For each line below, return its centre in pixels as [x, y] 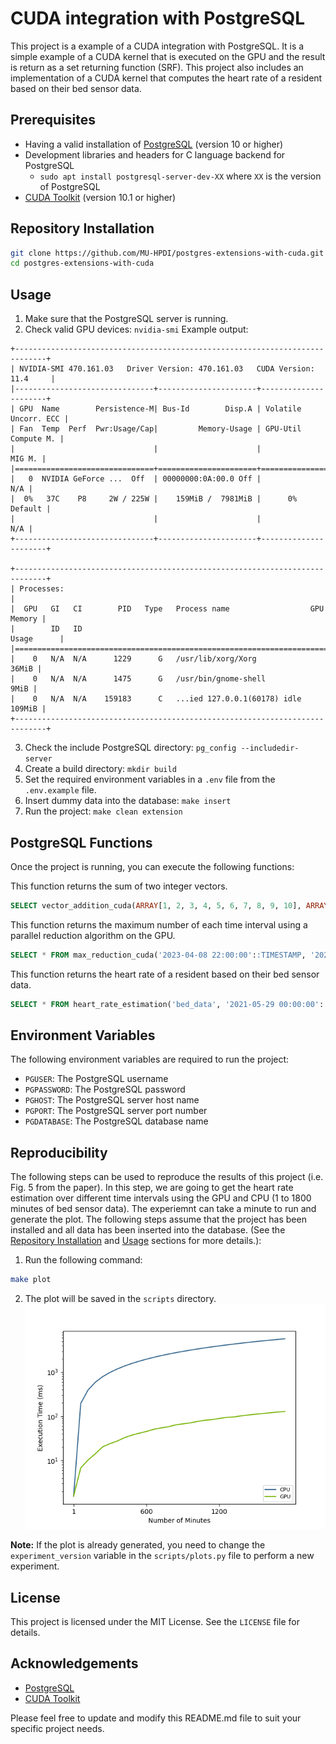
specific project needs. [57, 1728]
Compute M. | [37, 439]
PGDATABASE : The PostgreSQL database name [116, 1121]
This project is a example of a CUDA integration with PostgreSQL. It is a [157, 46]
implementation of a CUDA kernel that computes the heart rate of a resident [166, 78]
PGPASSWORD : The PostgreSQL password [105, 1089]
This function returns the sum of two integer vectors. [119, 886]
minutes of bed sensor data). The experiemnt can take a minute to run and [163, 1209]
